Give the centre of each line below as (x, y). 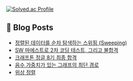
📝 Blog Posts (30, 27)
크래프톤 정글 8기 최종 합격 (46, 57)
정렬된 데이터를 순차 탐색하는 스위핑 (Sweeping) (71, 43)
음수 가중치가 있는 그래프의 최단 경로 (57, 64)
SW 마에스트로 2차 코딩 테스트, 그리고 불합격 (66, 50)
